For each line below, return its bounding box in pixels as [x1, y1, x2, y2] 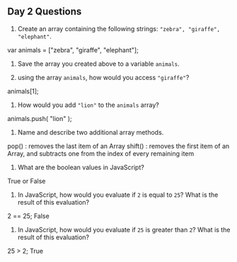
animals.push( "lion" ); [7, 114, 72, 123]
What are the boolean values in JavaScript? [17, 163, 145, 171]
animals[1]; [7, 86, 39, 95]
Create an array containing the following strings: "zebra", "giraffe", [17, 24, 221, 33]
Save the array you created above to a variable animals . [17, 59, 180, 68]
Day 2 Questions [7, 6, 82, 18]
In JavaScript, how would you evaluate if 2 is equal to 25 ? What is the [17, 190, 219, 199]
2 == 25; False [7, 212, 50, 220]
